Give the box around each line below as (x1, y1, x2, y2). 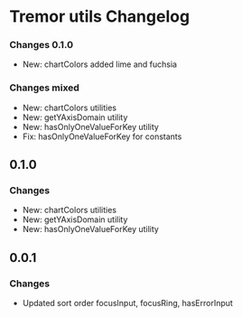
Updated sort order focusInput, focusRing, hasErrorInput (22, 298, 233, 309)
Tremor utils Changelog (9, 6, 191, 27)
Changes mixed (9, 81, 79, 94)
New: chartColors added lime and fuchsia (22, 59, 178, 70)
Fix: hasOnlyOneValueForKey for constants (22, 131, 182, 142)
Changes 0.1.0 (9, 39, 74, 51)
